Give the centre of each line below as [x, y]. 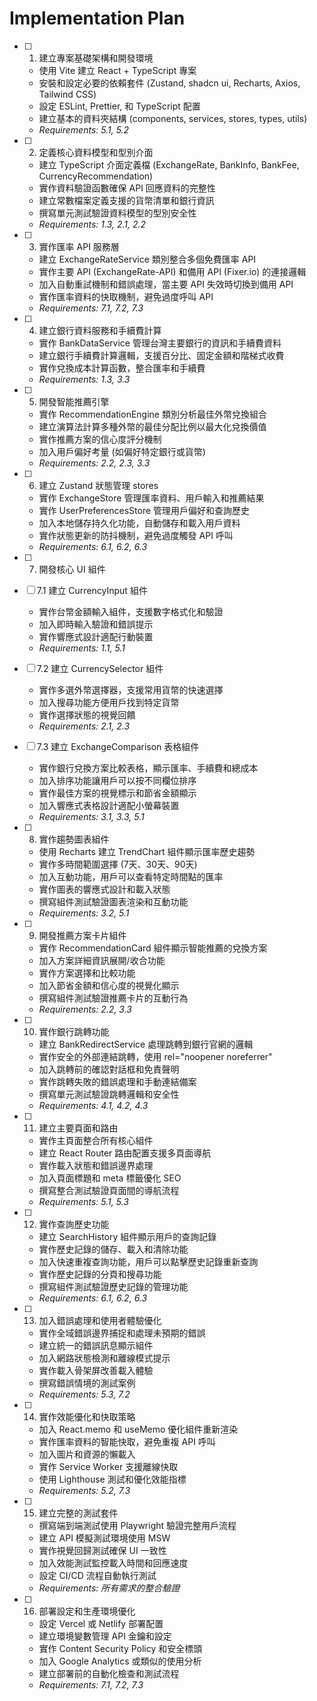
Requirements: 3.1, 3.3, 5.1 [91, 816]
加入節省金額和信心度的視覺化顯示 [109, 985]
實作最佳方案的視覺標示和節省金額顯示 [117, 793]
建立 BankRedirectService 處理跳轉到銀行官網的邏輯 [146, 1044]
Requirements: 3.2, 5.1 [84, 913]
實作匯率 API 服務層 [79, 246]
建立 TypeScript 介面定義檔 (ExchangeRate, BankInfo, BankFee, [169, 164]
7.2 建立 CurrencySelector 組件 [100, 668]
